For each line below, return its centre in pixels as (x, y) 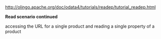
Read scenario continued (31, 17)
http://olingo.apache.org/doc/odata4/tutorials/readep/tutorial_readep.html (80, 7)
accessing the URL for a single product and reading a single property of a (80, 26)
